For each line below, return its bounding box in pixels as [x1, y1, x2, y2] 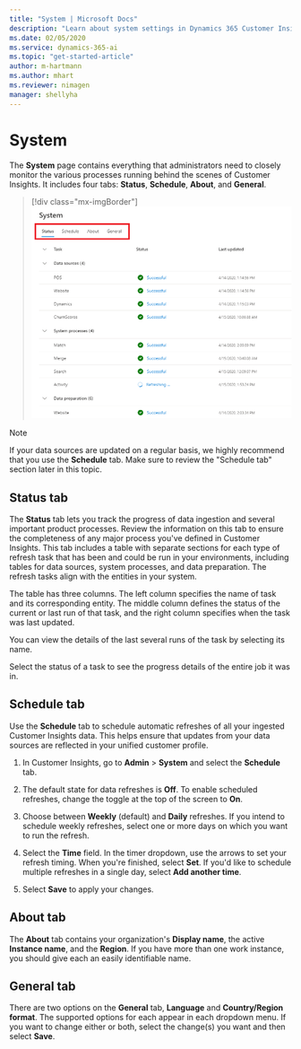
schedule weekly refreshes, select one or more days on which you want [21, 820, 288, 831]
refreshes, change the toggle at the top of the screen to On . [21, 793, 244, 804]
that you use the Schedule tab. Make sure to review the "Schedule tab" [9, 454, 272, 466]
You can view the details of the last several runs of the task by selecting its [9, 634, 285, 645]
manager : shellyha [9, 90, 78, 99]
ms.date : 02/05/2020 [9, 33, 87, 42]
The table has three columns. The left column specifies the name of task [9, 588, 277, 599]
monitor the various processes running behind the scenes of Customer [9, 169, 271, 179]
